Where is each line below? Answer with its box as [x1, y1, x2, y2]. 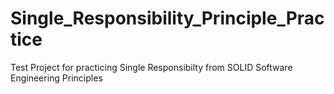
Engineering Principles [10, 72, 103, 84]
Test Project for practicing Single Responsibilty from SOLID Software [10, 61, 293, 73]
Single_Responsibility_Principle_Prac [10, 7, 325, 30]
